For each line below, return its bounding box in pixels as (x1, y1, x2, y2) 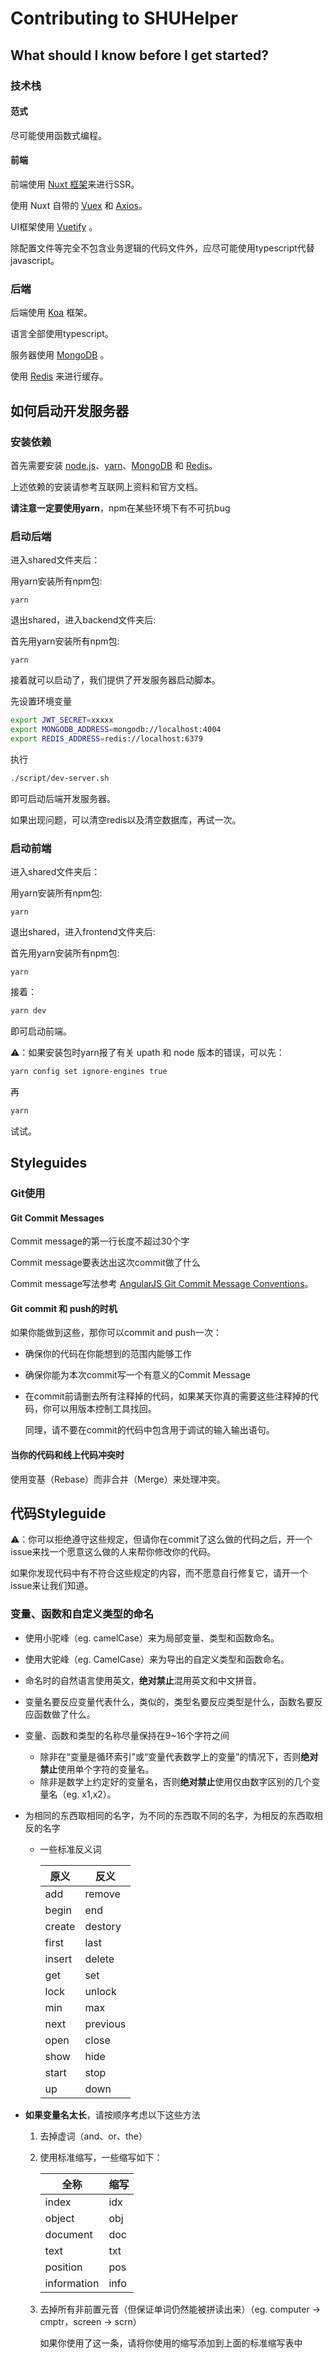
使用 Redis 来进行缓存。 (10, 370, 109, 382)
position (44, 2260, 83, 2274)
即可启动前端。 (10, 1025, 72, 1037)
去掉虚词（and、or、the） (39, 2130, 148, 2142)
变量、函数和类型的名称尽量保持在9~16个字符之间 (24, 1729, 230, 1741)
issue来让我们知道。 (10, 1580, 94, 1592)
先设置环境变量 (10, 695, 72, 707)
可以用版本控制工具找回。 (51, 1403, 157, 1415)
